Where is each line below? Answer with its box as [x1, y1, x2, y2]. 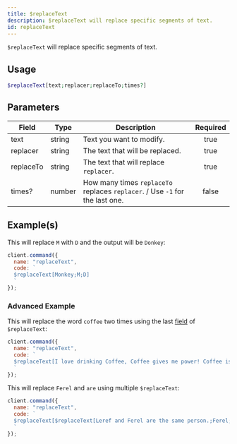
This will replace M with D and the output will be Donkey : [7, 238, 166, 246]
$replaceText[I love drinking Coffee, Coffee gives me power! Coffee [13, 358, 222, 365]
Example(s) [7, 220, 59, 232]
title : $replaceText [7, 10, 68, 18]
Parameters [7, 102, 60, 114]
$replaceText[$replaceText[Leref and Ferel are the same [13, 417, 185, 424]
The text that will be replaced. [83, 145, 181, 155]
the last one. [83, 195, 124, 205]
